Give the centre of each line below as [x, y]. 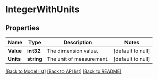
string [35, 59]
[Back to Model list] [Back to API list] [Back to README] [64, 71]
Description [78, 42]
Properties [22, 28]
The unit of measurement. [78, 59]
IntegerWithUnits [42, 9]
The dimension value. [72, 51]
